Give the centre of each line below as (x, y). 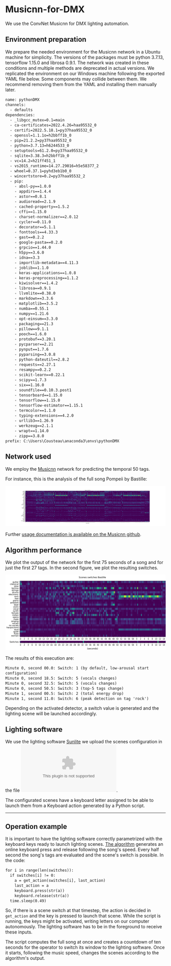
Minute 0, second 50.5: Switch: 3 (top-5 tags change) (65, 688)
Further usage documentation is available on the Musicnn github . (73, 534)
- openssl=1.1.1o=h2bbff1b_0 (41, 135)
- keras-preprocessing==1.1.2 (47, 278)
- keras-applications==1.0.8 (45, 273)
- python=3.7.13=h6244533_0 (40, 145)
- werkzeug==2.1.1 (34, 426)
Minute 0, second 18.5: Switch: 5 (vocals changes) (61, 678)
